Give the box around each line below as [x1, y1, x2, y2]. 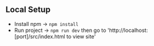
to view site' [66, 32, 96, 40]
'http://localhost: [107, 27, 148, 34]
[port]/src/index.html [14, 32, 65, 40]
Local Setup [5, 5, 51, 15]
